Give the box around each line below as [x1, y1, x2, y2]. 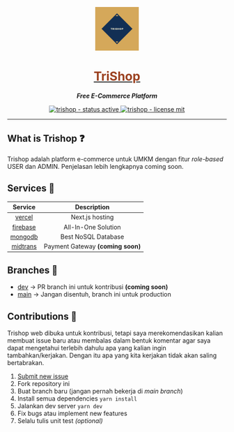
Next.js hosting [70, 213, 114, 221]
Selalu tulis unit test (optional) [17, 417, 103, 425]
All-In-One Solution [63, 223, 121, 231]
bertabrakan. [7, 359, 45, 367]
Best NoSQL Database [60, 232, 125, 241]
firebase [12, 223, 36, 231]
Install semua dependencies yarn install [17, 394, 137, 403]
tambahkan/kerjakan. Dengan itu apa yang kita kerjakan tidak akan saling [7, 351, 217, 359]
